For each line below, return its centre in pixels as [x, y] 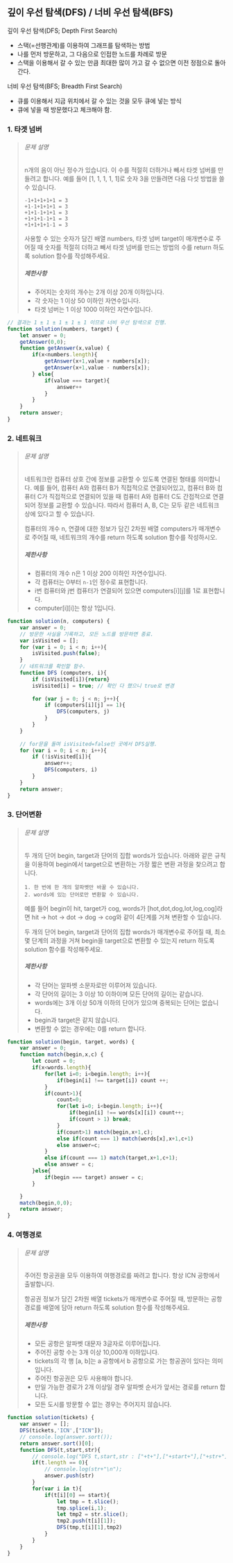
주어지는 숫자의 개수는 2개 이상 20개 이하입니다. [99, 292]
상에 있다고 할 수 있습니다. [59, 514]
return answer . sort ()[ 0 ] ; [57, 1444]
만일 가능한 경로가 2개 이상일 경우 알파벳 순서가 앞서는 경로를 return [126, 1387]
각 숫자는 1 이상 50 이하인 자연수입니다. [87, 300]
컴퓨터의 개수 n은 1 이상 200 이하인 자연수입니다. [101, 573]
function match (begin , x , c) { [62, 1055]
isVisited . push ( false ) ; [66, 654]
